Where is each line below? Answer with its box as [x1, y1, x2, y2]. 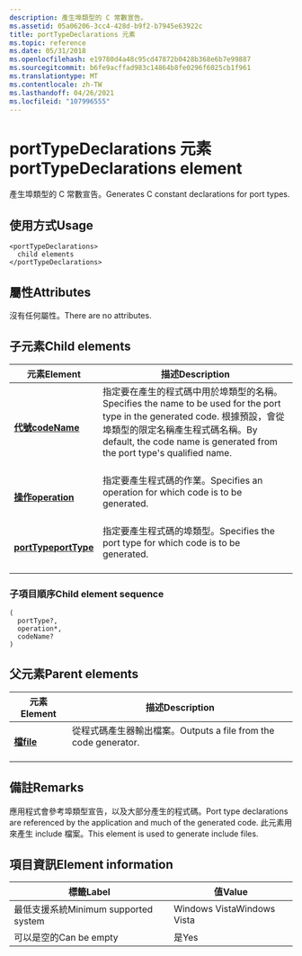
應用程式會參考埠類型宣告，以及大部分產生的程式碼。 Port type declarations [9, 806, 289, 817]
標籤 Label [68, 886, 111, 898]
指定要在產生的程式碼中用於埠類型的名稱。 [102, 385, 283, 398]
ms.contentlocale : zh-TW [9, 80, 102, 89]
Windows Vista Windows [173, 903, 276, 916]
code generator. [71, 736, 140, 748]
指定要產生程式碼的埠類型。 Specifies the [102, 524, 276, 537]
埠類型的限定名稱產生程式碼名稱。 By [102, 424, 258, 436]
